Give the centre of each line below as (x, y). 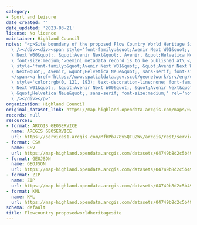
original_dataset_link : (35, 110)
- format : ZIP (23, 175)
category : (18, 11)
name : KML (23, 197)
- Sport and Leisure (31, 17)
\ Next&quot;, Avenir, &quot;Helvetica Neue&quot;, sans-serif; (91, 71)
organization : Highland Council (45, 104)
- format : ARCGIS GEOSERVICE (42, 126)
